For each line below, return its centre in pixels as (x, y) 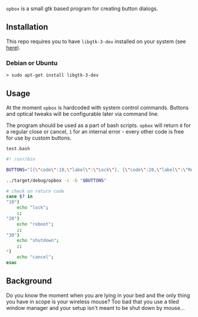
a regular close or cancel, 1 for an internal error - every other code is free (95, 131)
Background (29, 281)
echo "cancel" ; (35, 257)
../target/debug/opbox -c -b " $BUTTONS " (57, 180)
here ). (13, 47)
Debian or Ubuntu (32, 63)
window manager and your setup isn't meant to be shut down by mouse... (95, 308)
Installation (27, 27)
